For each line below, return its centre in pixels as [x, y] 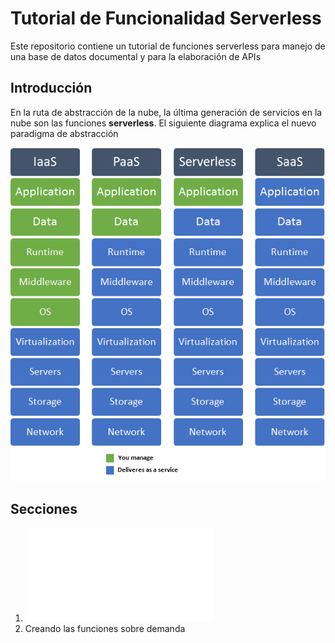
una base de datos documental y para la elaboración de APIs [136, 56]
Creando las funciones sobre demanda [105, 628]
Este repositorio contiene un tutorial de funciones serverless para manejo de [168, 46]
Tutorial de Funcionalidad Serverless [166, 18]
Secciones [44, 508]
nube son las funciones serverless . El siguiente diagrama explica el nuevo [163, 123]
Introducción [51, 88]
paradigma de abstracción [64, 133]
